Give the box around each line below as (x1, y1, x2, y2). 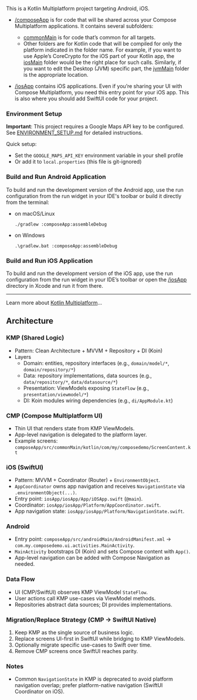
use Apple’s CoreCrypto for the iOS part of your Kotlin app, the (23, 53, 175, 59)
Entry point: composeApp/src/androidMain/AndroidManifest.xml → (14, 536, 172, 543)
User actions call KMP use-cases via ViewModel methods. (14, 594, 156, 602)
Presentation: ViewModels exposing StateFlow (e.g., (23, 384, 150, 392)
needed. (14, 560, 35, 568)
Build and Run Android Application (6, 173, 107, 181)
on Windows (14, 232, 45, 239)
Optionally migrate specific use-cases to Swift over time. (14, 641, 152, 648)
